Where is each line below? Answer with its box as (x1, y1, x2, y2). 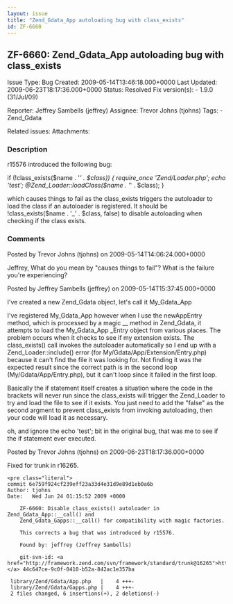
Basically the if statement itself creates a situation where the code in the (7, 384, 214, 392)
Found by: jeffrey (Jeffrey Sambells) (19, 541, 132, 548)
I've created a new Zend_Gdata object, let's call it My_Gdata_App (7, 297, 192, 306)
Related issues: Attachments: (7, 127, 90, 136)
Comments (7, 234, 45, 244)
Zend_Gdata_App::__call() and (7, 511, 95, 518)
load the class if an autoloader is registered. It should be (7, 202, 168, 211)
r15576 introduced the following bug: (7, 161, 112, 169)
